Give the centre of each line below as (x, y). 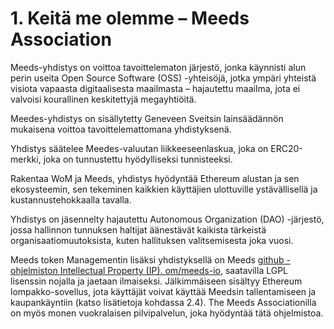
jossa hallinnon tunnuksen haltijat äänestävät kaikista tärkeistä (138, 229)
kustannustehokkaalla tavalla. (71, 199)
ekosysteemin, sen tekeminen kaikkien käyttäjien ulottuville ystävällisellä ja (164, 189)
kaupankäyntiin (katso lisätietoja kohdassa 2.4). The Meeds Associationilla (163, 302)
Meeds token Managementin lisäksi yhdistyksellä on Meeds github (147, 259)
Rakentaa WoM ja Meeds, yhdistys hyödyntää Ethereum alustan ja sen (155, 178)
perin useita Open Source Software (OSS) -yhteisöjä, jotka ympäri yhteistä (163, 78)
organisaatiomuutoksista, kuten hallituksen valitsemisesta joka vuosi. (152, 240)
